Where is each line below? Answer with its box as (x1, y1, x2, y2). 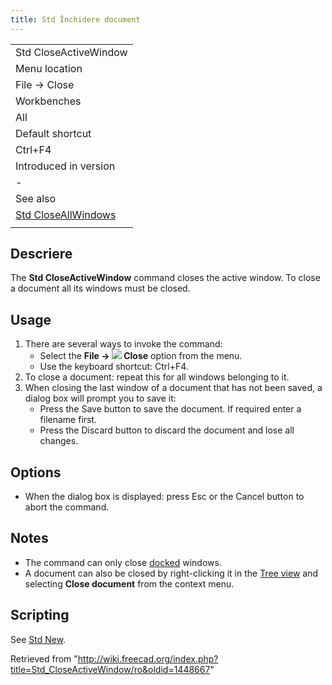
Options (10, 464, 62, 481)
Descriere (10, 246, 73, 263)
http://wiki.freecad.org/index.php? (77, 652, 219, 665)
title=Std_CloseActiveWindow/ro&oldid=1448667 (10, 663, 211, 675)
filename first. (39, 414, 98, 426)
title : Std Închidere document (10, 14, 141, 25)
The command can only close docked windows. (24, 556, 222, 568)
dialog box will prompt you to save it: (24, 392, 177, 405)
